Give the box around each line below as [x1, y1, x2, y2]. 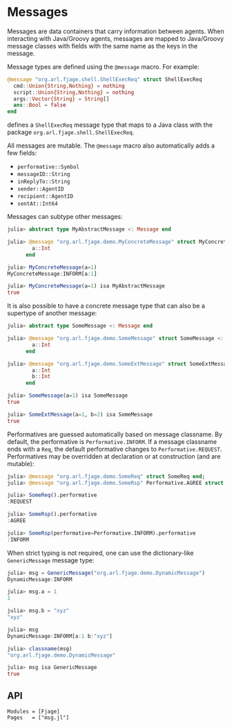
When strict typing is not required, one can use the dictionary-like [7, 549, 195, 557]
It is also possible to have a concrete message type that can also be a [7, 302, 206, 310]
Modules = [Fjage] [7, 708, 60, 715]
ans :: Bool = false [13, 102, 67, 109]
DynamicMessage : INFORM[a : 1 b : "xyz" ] [7, 632, 113, 639]
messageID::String [17, 171, 70, 178]
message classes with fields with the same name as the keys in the [7, 42, 198, 50]
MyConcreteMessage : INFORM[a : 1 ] [7, 270, 97, 277]
